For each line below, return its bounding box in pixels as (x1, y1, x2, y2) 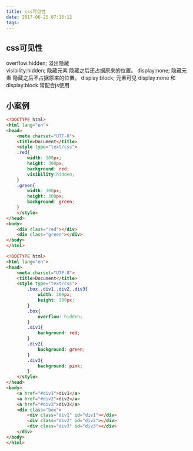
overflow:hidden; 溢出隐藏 (6, 60, 69, 67)
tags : (6, 19, 19, 25)
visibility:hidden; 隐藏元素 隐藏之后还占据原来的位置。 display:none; (6, 67, 171, 74)
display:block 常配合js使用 (6, 82, 69, 89)
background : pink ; (37, 363, 83, 369)
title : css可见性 (6, 8, 46, 15)
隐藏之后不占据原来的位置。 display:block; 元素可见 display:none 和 (12, 74, 176, 81)
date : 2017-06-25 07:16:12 (6, 14, 72, 20)
